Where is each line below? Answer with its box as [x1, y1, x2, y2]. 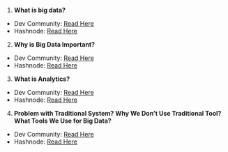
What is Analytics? [13, 75, 70, 83]
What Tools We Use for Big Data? [13, 116, 112, 125]
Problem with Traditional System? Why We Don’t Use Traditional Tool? [13, 109, 222, 117]
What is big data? [13, 6, 66, 14]
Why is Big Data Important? [13, 40, 96, 48]
